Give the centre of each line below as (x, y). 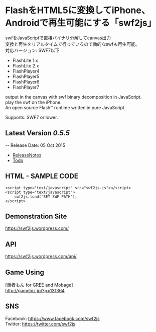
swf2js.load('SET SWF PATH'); (46, 197)
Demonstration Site (36, 216)
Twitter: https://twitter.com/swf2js (40, 324)
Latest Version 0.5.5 (38, 133)
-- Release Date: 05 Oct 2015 (35, 145)
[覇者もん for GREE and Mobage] (39, 285)
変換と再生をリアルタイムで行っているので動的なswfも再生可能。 (72, 44)
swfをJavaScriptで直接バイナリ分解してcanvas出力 (58, 38)
